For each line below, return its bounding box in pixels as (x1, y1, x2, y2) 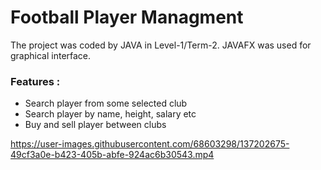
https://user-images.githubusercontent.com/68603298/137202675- (10, 138, 290, 150)
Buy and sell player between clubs (24, 119, 167, 131)
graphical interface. (10, 49, 92, 61)
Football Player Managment (10, 6, 244, 29)
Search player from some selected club (24, 97, 188, 110)
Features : (10, 74, 61, 88)
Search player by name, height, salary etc (24, 108, 197, 120)
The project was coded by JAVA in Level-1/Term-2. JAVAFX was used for (10, 39, 312, 51)
